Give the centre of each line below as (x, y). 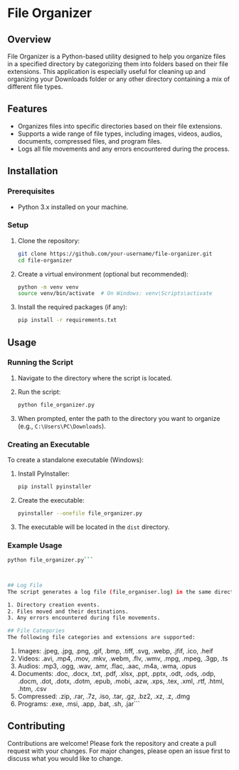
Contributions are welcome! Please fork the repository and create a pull (112, 743)
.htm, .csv (32, 689)
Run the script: (39, 392)
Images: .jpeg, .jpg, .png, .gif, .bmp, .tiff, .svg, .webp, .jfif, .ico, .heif (115, 651)
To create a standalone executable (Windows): (76, 460)
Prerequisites (31, 191)
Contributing (36, 726)
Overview (30, 39)
